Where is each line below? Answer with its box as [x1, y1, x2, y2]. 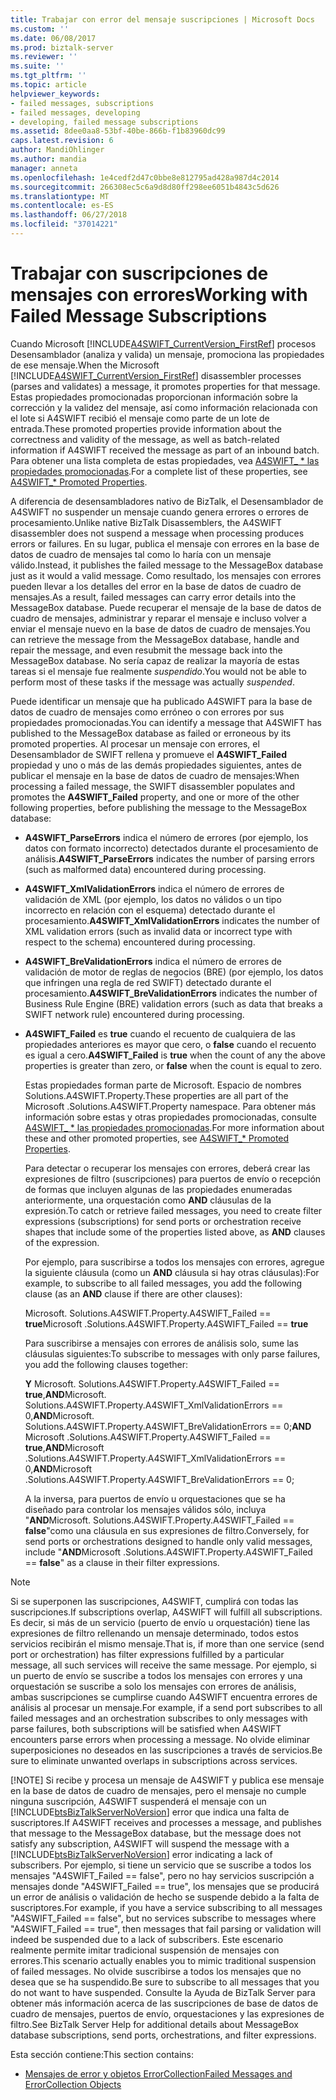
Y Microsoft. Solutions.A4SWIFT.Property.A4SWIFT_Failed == [24, 1377, 280, 1390]
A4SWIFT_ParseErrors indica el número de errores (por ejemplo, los [24, 831, 309, 843]
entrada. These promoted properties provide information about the [10, 422, 282, 435]
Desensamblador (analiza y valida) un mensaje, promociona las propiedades [10, 348, 325, 360]
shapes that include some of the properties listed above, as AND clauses [24, 1226, 326, 1238]
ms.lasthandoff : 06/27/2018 [10, 210, 128, 220]
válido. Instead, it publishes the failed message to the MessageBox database [10, 559, 324, 571]
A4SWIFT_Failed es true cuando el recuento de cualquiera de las [24, 1027, 296, 1040]
